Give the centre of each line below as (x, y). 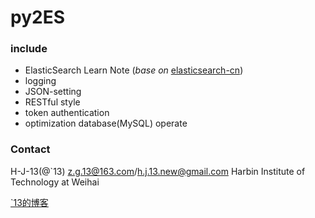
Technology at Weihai (55, 182)
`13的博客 (29, 202)
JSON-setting (53, 92)
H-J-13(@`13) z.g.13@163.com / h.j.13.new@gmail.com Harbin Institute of (158, 171)
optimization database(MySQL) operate (106, 123)
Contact (30, 149)
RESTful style (52, 102)
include (29, 49)
